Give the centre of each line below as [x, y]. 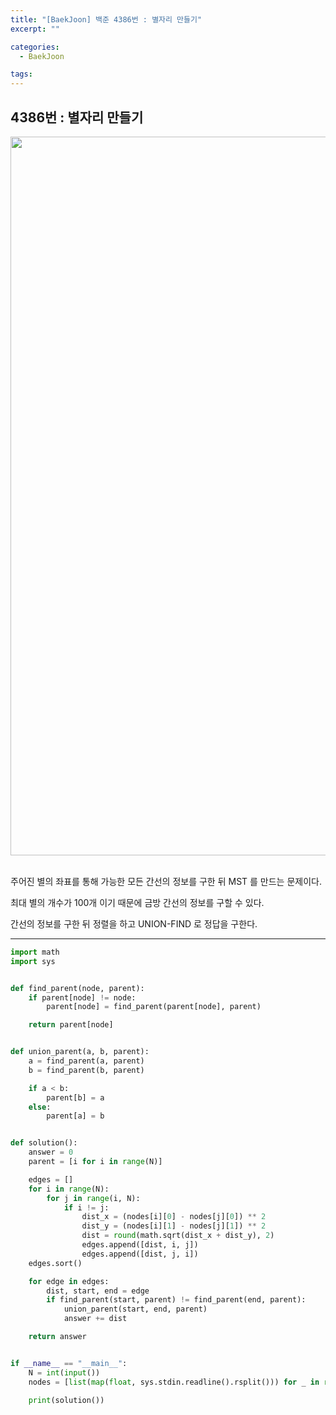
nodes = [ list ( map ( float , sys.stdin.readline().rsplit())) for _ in [174, 1382]
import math [35, 952]
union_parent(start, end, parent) [135, 1309]
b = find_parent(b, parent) [86, 1070]
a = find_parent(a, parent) [86, 1061]
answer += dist [95, 1319]
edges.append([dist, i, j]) [140, 1245]
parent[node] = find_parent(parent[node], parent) [154, 1007]
